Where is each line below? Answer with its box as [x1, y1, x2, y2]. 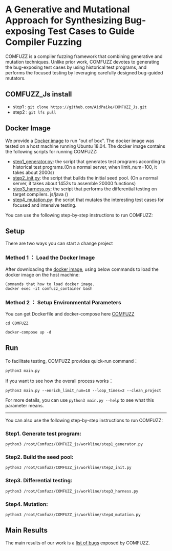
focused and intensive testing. [12, 202, 77, 208]
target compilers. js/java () [12, 191, 69, 197]
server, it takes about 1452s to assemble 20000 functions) [12, 180, 136, 186]
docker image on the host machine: [5, 271, 80, 278]
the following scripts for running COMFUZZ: [5, 148, 98, 154]
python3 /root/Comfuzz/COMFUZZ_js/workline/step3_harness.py [5, 488, 139, 494]
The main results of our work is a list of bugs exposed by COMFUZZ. [5, 540, 150, 546]
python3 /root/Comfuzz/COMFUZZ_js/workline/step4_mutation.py [5, 512, 141, 517]
